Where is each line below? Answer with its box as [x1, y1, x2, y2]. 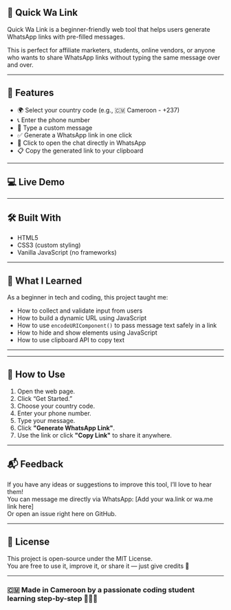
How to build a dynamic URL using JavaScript [16, 314, 147, 322]
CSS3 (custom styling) [16, 241, 81, 249]
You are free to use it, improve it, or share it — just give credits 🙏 [7, 562, 190, 570]
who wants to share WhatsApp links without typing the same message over [7, 53, 221, 61]
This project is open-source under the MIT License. [7, 554, 153, 562]
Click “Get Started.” [16, 394, 73, 402]
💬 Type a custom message [16, 124, 93, 132]
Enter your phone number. [16, 409, 91, 417]
